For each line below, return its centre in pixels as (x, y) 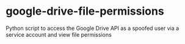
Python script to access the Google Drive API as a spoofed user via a (92, 28)
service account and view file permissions (59, 34)
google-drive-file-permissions (85, 11)
